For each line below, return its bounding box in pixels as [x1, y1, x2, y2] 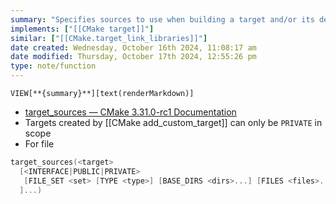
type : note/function [10, 61, 97, 71]
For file [24, 138, 55, 150]
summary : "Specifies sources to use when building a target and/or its [10, 14, 315, 25]
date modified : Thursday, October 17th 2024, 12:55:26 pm [10, 52, 257, 62]
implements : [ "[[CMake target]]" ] [10, 24, 155, 34]
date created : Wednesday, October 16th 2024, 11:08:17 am [10, 42, 257, 53]
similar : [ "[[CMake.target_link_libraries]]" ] [10, 33, 208, 43]
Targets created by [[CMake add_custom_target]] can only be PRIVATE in [24, 117, 323, 128]
